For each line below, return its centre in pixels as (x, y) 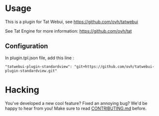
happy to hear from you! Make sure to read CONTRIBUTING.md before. (76, 108)
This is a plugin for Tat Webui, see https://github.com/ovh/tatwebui (72, 22)
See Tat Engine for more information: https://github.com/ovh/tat (68, 31)
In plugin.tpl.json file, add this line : (40, 58)
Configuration (27, 46)
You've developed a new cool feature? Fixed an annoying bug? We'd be (76, 103)
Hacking (22, 90)
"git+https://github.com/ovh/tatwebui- (114, 66)
